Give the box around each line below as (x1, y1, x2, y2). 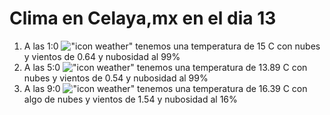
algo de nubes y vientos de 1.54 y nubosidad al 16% (23, 93, 238, 105)
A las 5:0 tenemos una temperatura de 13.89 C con (23, 61, 308, 73)
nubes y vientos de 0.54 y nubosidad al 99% (23, 72, 209, 84)
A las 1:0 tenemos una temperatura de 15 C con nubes (23, 40, 321, 52)
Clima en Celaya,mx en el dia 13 (9, 7, 277, 30)
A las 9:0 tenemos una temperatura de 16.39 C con (23, 82, 308, 94)
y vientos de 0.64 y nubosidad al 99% (23, 50, 181, 62)
